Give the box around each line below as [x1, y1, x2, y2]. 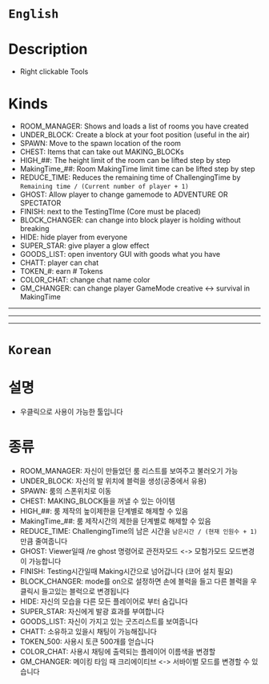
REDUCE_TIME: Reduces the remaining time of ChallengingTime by [19, 173, 241, 182]
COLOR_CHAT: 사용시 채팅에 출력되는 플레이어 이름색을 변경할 [19, 647, 216, 657]
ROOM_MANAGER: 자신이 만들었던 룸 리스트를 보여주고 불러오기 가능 [19, 466, 239, 476]
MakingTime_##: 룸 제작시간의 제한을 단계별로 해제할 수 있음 [19, 516, 211, 526]
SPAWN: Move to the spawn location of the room [19, 139, 182, 149]
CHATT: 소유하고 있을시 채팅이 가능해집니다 [19, 627, 158, 637]
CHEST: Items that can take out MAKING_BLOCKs [19, 147, 184, 157]
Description [8, 40, 88, 59]
